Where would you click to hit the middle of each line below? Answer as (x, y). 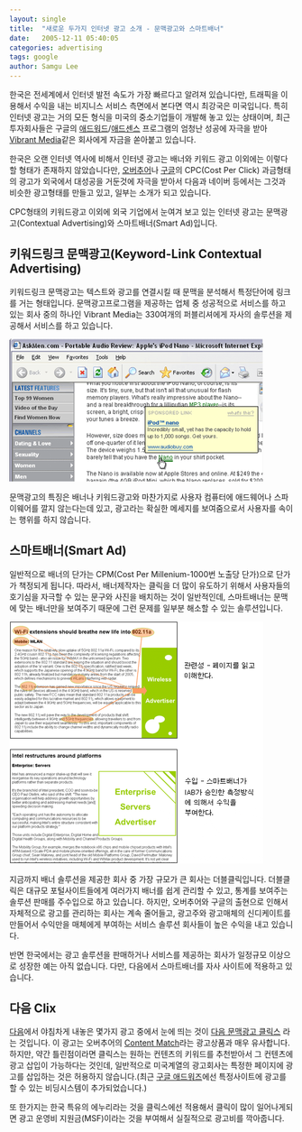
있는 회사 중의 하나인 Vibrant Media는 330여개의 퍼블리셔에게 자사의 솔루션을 (146, 314)
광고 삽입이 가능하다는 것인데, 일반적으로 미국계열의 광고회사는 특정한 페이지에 (146, 1065)
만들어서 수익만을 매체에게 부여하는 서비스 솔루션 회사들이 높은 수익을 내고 (139, 924)
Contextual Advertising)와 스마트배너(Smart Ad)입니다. (119, 223)
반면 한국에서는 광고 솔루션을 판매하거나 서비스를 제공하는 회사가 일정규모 (138, 954)
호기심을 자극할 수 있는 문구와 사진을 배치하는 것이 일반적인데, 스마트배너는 (141, 596)
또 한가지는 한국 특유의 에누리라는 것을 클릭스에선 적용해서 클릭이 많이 (132, 1107)
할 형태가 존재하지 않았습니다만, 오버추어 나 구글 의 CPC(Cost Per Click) (135, 170)
